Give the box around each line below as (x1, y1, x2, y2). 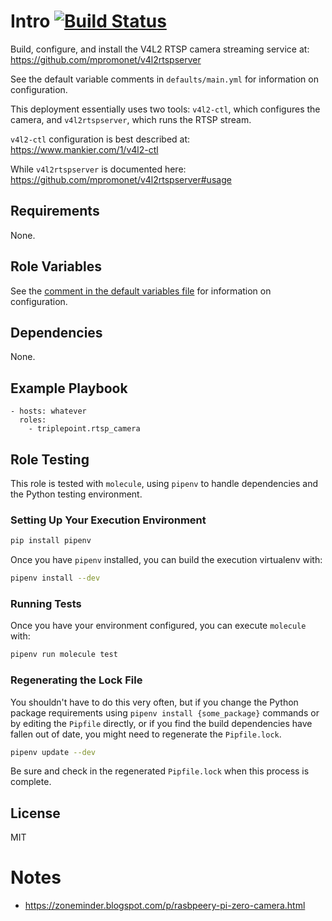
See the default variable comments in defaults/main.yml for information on (10, 73, 319, 85)
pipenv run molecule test (10, 650, 118, 660)
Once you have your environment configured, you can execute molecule (10, 620, 307, 632)
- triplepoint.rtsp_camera (28, 424, 141, 434)
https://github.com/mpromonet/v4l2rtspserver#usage (10, 173, 232, 185)
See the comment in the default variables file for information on (10, 285, 272, 297)
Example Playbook (10, 380, 128, 397)
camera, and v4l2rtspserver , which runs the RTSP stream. (10, 113, 252, 125)
